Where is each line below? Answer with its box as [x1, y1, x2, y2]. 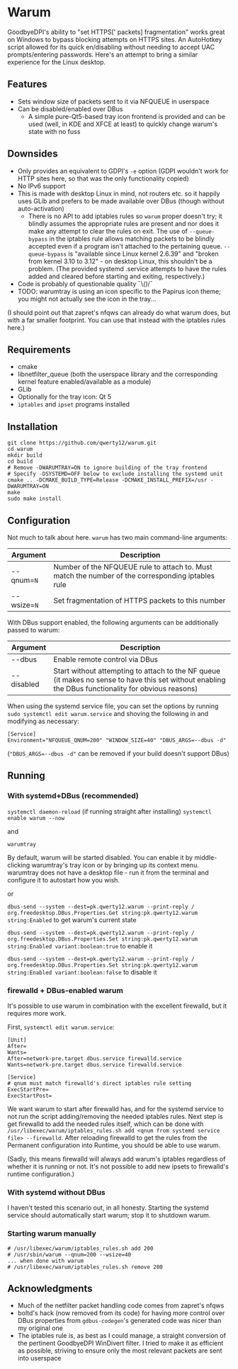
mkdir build [7, 452, 42, 459]
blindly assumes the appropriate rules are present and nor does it [28, 219, 220, 227]
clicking [7, 860, 30, 869]
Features [7, 79, 47, 91]
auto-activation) [17, 204, 65, 212]
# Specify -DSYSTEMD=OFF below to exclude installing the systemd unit [7, 470, 223, 478]
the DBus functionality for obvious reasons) [53, 684, 198, 693]
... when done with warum [7, 1257, 84, 1264]
